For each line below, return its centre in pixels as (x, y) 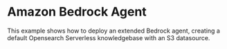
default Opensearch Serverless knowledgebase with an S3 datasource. (109, 37)
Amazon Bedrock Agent (77, 12)
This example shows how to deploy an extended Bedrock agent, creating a (113, 31)
